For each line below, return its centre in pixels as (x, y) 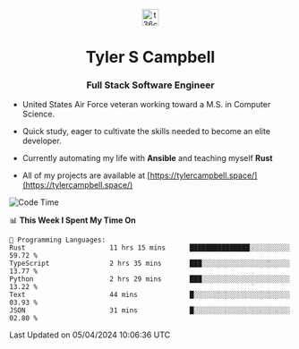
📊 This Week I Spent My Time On (73, 220)
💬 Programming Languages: (57, 240)
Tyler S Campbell (150, 57)
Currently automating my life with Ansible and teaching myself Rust (147, 158)
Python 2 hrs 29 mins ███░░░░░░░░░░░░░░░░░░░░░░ (150, 279)
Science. (38, 114)
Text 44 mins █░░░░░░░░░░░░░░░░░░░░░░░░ (150, 295)
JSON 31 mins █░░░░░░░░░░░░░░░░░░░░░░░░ (150, 311)
